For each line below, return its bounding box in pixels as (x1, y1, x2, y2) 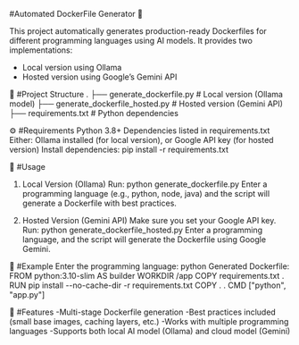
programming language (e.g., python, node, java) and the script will (21, 189, 270, 198)
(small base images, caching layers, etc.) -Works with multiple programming (9, 316, 289, 326)
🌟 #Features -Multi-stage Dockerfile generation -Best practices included (9, 307, 277, 317)
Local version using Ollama (21, 63, 122, 72)
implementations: (9, 45, 73, 55)
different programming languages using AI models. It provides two (9, 36, 253, 46)
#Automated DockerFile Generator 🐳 (9, 9, 143, 19)
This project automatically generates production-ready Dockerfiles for (9, 26, 268, 36)
